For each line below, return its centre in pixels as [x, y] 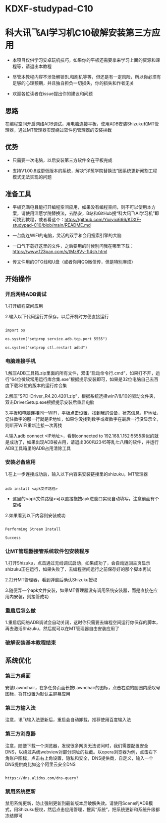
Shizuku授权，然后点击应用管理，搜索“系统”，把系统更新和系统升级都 [89, 809]
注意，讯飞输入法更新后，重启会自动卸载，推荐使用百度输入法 [68, 720]
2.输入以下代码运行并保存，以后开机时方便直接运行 [57, 317]
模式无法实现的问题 [32, 177]
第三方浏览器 [21, 734]
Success [13, 538]
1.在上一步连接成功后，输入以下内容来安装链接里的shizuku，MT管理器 [77, 474]
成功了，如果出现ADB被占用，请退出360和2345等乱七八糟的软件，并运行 [84, 442]
